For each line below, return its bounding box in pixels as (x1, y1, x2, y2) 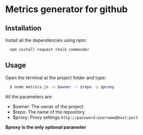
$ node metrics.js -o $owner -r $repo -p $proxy (10, 84, 115, 89)
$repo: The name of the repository (12, 109, 85, 115)
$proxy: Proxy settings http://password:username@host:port (12, 114, 138, 120)
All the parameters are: (5, 93, 53, 99)
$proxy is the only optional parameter (5, 124, 86, 130)
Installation (5, 24, 42, 32)
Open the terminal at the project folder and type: (5, 75, 106, 81)
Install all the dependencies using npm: (5, 37, 87, 43)
